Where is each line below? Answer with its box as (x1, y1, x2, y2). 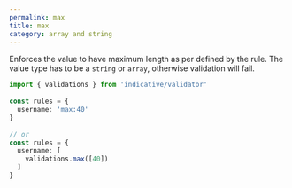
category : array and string (9, 29, 113, 38)
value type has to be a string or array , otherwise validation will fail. (9, 63, 255, 74)
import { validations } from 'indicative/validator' (9, 81, 208, 90)
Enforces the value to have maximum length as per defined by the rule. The (9, 54, 284, 65)
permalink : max (9, 12, 65, 22)
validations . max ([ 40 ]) (25, 154, 109, 164)
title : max (9, 21, 50, 30)
